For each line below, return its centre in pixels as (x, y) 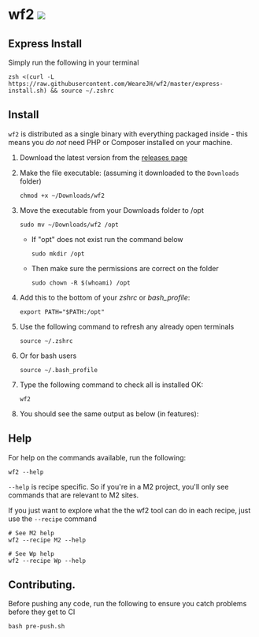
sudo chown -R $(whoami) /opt (81, 283)
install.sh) (28, 91)
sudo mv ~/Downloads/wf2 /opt (69, 225)
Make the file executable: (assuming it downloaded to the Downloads (129, 173)
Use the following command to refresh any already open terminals (127, 326)
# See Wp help (31, 553)
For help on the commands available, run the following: (97, 457)
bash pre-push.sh (37, 627)
